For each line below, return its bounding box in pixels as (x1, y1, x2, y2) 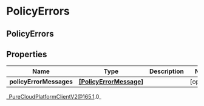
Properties (6, 49, 47, 59)
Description (149, 67, 184, 76)
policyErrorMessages (9, 77, 73, 86)
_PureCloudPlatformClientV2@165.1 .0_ (6, 93, 102, 101)
